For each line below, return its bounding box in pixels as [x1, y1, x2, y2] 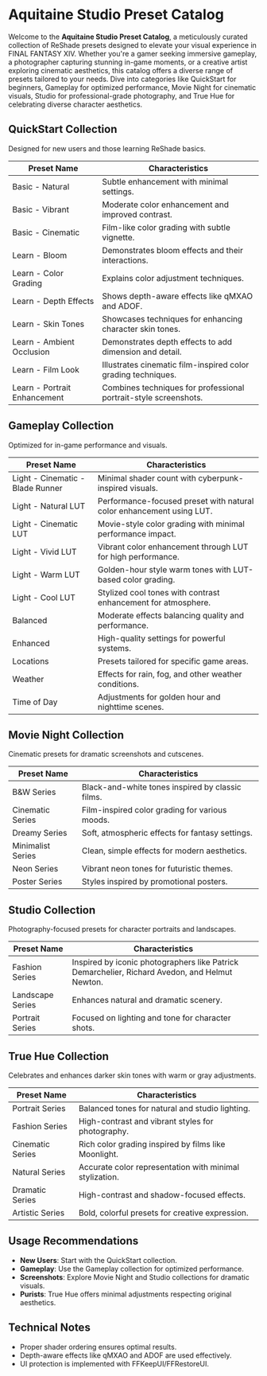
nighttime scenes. [98, 701, 164, 712]
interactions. [102, 255, 149, 266]
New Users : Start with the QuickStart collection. [19, 1255, 177, 1265]
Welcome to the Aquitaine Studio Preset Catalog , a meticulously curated [8, 32, 248, 41]
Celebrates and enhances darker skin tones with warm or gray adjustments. [8, 1070, 257, 1080]
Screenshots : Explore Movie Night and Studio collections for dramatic [19, 1272, 250, 1282]
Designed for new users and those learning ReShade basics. [8, 143, 207, 153]
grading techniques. [102, 368, 177, 380]
